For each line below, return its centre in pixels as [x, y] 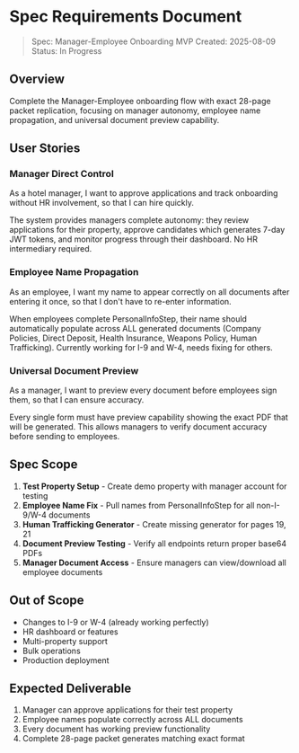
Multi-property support [65, 641]
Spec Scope [44, 465]
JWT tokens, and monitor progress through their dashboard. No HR [134, 239]
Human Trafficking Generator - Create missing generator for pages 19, [154, 524]
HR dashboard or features [70, 632]
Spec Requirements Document [126, 17]
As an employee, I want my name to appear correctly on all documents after [149, 292]
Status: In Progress [66, 50]
